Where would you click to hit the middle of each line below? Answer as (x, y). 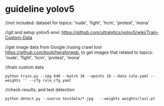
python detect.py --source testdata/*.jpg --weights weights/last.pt (80, 99)
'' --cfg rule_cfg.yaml (47, 80)
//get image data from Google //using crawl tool (53, 47)
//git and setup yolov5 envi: (33, 32)
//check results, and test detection (40, 89)
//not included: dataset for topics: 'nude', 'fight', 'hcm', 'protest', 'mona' (77, 23)
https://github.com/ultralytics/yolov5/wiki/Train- (110, 32)
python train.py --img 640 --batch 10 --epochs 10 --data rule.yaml (77, 76)
